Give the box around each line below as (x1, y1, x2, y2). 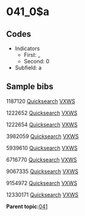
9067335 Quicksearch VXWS (6, 168, 79, 175)
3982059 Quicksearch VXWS (6, 132, 79, 140)
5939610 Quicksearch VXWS (6, 144, 78, 151)
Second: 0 (23, 58, 50, 65)
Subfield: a (14, 64, 42, 71)
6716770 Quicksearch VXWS (6, 156, 77, 163)
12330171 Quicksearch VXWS (6, 191, 79, 198)
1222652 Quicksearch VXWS (6, 109, 78, 116)
